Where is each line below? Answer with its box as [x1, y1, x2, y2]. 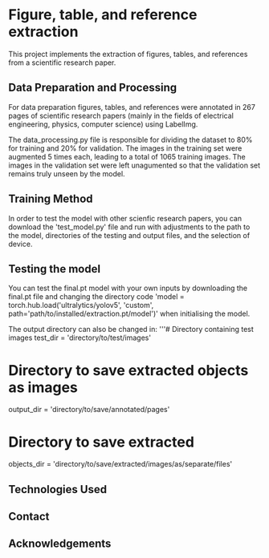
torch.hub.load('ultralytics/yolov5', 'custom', [8, 301, 154, 310]
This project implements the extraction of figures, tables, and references [8, 49, 248, 59]
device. [8, 239, 33, 249]
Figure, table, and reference [8, 6, 198, 24]
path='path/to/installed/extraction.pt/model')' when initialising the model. [8, 309, 251, 318]
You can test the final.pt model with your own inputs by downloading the [8, 283, 247, 293]
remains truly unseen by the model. [8, 168, 126, 178]
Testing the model [8, 262, 101, 276]
